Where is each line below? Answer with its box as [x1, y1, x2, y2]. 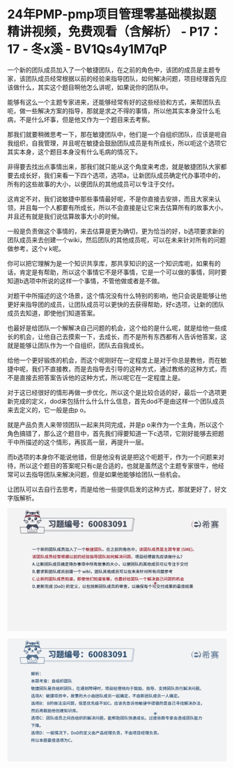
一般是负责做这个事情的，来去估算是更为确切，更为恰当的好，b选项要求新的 [7, 227, 225, 235]
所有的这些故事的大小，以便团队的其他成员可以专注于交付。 [7, 179, 178, 188]
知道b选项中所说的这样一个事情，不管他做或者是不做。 [7, 276, 164, 285]
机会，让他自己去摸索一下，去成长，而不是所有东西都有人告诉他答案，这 [19, 332, 227, 340]
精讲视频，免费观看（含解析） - [7, 24, 187, 40]
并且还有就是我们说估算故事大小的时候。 [7, 212, 123, 220]
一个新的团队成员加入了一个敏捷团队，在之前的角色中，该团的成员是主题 [7, 66, 214, 74]
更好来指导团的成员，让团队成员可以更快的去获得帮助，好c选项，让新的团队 [7, 300, 224, 308]
